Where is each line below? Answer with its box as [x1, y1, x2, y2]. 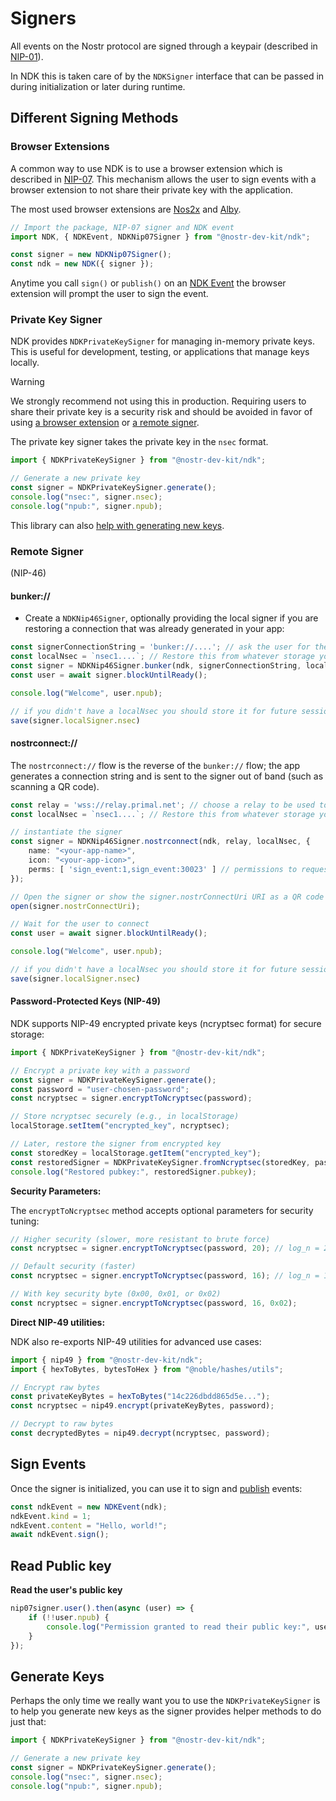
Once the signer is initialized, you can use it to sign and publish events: [10, 1482, 303, 1494]
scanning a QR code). [10, 780, 100, 792]
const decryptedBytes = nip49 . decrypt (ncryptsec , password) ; [10, 1428, 271, 1439]
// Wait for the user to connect [10, 919, 150, 929]
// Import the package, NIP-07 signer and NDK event [10, 222, 235, 232]
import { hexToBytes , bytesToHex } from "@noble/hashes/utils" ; [10, 1364, 284, 1374]
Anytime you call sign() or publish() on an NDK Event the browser [10, 277, 287, 289]
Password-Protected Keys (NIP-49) [10, 995, 162, 1007]
